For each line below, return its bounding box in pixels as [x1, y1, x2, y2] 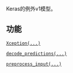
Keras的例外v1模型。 [6, 5, 57, 12]
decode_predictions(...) [6, 50, 67, 56]
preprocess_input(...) [6, 61, 62, 67]
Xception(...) [6, 40, 41, 46]
